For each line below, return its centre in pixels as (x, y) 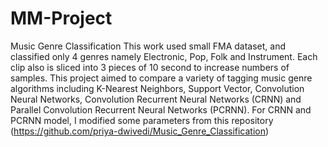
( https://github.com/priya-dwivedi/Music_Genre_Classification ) (140, 131)
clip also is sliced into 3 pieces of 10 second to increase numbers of (150, 67)
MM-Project (61, 18)
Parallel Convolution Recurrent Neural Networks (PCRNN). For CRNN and (161, 109)
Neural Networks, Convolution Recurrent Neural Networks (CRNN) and (156, 99)
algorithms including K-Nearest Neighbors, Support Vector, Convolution (157, 88)
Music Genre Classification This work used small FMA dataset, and (148, 46)
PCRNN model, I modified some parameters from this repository (142, 120)
